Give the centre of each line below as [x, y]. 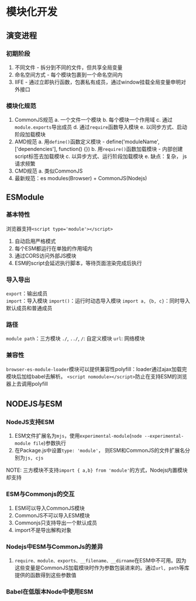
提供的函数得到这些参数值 [45, 575]
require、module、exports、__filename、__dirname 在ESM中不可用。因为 [100, 561]
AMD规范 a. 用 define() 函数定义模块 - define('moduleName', [87, 142]
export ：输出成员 [27, 294]
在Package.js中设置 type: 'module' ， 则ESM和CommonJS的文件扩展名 [100, 451]
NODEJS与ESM [34, 404]
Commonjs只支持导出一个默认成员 [56, 523]
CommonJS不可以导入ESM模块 [52, 515]
